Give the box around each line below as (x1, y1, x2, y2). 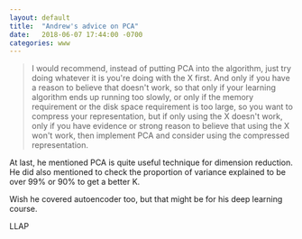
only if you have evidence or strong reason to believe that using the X (31, 121, 290, 132)
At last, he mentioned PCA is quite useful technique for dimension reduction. (9, 157, 293, 168)
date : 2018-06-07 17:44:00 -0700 (9, 30, 143, 39)
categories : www (9, 38, 70, 48)
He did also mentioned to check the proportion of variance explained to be (9, 167, 287, 178)
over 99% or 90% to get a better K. (9, 177, 141, 188)
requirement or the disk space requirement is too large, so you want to (31, 101, 293, 113)
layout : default (9, 13, 70, 23)
